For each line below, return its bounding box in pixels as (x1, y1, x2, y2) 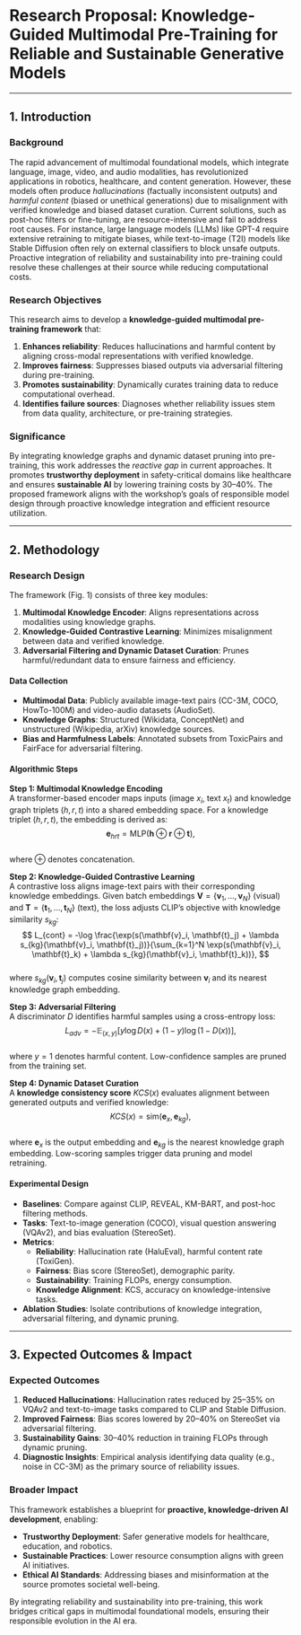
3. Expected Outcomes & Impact (9, 1348, 193, 1363)
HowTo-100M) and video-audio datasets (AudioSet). (21, 705, 216, 716)
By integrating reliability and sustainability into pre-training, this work (9, 1595, 263, 1607)
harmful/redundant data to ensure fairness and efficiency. (21, 655, 236, 665)
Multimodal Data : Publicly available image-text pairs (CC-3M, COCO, (21, 695, 279, 706)
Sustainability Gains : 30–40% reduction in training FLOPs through (21, 1433, 269, 1444)
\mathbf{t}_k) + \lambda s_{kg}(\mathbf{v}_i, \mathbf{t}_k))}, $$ (30, 949, 271, 960)
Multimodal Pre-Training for (67, 24, 279, 45)
